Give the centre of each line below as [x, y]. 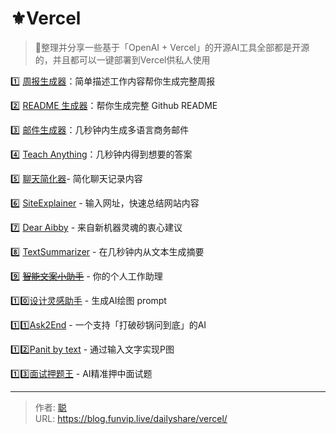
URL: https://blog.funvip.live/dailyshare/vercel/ [131, 418]
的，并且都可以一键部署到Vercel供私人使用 [122, 59]
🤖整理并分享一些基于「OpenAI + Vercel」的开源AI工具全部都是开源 [172, 47]
